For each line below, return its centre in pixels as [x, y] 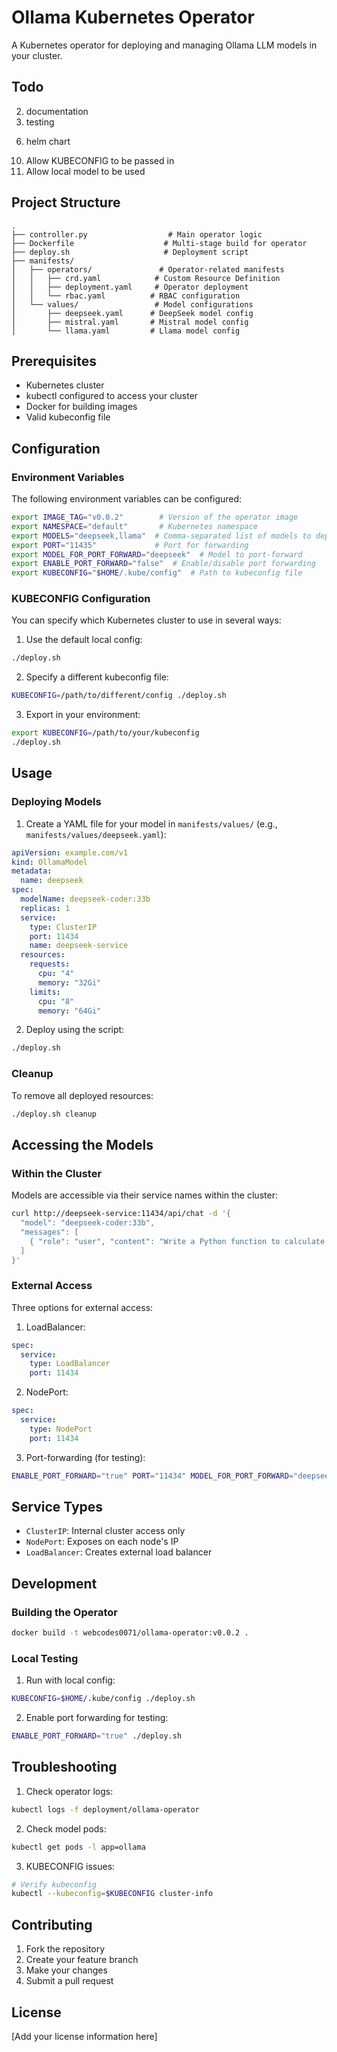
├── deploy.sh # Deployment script [130, 252]
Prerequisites [54, 361]
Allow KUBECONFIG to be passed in [100, 160]
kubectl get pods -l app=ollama [78, 1847]
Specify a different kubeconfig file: [97, 677]
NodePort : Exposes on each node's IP [102, 1542]
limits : [45, 992]
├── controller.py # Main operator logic [137, 234]
